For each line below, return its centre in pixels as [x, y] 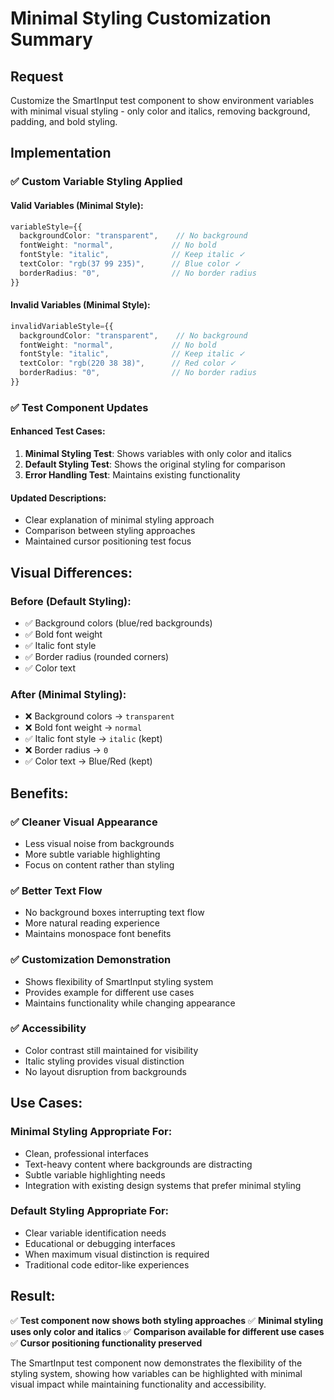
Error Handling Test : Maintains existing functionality [132, 475]
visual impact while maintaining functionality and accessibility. [138, 1384]
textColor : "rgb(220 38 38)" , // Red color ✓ [128, 363]
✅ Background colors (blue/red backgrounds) [118, 623]
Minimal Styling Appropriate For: [91, 1132]
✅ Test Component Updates [79, 407]
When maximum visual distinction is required [117, 1254]
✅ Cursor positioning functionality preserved [106, 1343]
